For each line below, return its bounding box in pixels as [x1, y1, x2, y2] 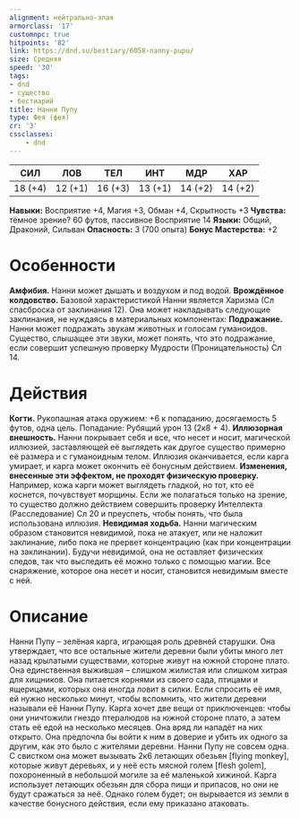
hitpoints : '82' [9, 38, 70, 48]
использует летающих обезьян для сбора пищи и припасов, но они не [9, 779, 279, 789]
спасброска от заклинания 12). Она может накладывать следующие [9, 304, 271, 315]
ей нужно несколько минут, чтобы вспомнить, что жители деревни [9, 692, 267, 704]
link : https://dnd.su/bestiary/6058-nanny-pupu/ [9, 47, 194, 56]
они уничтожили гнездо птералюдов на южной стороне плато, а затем [9, 712, 280, 723]
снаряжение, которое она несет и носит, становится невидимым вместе [9, 565, 288, 576]
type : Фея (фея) [9, 113, 70, 122]
